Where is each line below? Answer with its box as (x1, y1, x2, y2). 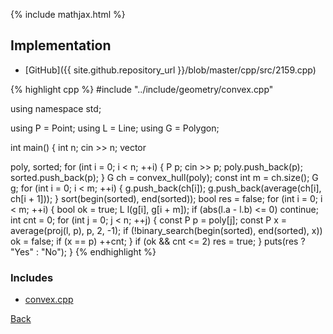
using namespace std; (10, 102, 102, 114)
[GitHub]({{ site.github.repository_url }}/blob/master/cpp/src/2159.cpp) (24, 64, 317, 76)
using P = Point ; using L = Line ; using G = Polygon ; (10, 122, 220, 134)
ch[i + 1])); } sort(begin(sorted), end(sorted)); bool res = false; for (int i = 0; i (10, 192, 323, 204)
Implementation (10, 37, 112, 54)
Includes (10, 270, 54, 284)
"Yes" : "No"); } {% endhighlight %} (10, 245, 157, 258)
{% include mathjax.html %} (10, 9, 126, 20)
